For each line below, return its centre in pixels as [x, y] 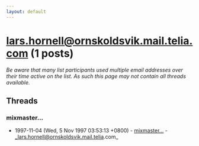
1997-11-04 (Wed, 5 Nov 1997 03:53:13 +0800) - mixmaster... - [91, 131]
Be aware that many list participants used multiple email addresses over [95, 70]
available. [18, 82]
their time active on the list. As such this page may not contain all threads [96, 76]
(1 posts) [52, 53]
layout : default [26, 12]
